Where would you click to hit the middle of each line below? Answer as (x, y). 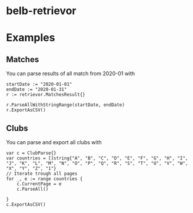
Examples (31, 38)
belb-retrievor (41, 11)
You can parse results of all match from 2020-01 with (71, 74)
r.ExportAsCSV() (26, 110)
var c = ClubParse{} (31, 153)
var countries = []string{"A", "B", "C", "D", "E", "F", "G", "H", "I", (97, 158)
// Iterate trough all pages (42, 174)
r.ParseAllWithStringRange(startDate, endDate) (66, 105)
